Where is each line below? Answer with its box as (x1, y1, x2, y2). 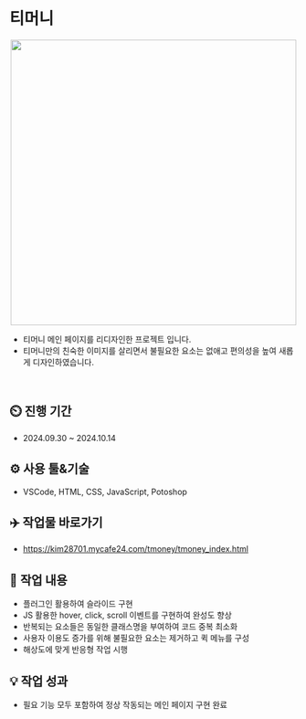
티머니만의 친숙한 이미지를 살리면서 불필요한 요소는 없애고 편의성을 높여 (22, 344, 277, 356)
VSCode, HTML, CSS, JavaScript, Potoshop (22, 486, 187, 497)
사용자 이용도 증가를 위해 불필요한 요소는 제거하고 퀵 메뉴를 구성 (22, 632, 249, 644)
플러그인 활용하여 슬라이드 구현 (22, 598, 133, 609)
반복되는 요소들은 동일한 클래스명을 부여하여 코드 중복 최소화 (22, 621, 238, 632)
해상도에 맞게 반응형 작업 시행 (22, 644, 128, 655)
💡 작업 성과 (9, 673, 69, 689)
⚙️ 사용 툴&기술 (9, 461, 90, 477)
